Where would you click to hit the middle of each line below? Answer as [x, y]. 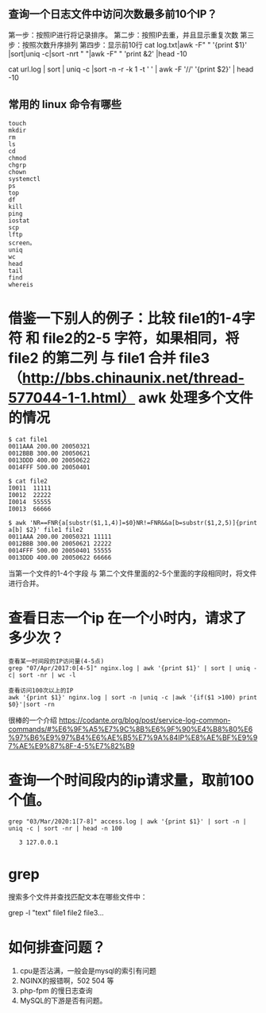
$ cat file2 [28, 481]
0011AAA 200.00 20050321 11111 [60, 537]
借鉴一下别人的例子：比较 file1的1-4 [125, 318]
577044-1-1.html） [72, 397]
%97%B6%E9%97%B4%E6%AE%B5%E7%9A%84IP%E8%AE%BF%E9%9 [133, 738]
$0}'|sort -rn [32, 704]
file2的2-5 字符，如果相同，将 [141, 338]
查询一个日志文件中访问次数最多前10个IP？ [113, 14]
